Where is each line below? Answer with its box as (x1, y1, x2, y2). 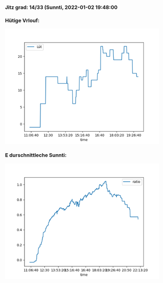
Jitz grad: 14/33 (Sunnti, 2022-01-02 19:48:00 (5, 4, 118, 11)
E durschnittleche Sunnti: (5, 152, 67, 159)
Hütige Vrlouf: (5, 17, 40, 24)
